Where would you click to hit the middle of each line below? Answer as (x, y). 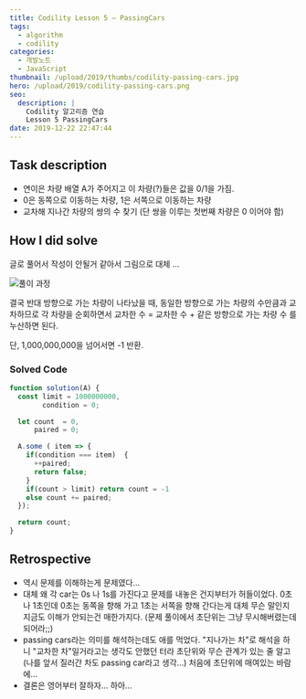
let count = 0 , (48, 421)
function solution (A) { (55, 388)
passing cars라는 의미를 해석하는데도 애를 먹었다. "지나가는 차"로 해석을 (152, 640)
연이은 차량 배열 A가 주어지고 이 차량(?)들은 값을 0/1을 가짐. (128, 188)
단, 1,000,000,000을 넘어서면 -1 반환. (77, 344)
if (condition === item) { (77, 455)
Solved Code (38, 369)
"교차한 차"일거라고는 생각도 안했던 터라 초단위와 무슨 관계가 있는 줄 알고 (162, 651)
